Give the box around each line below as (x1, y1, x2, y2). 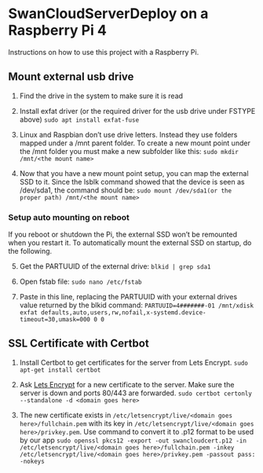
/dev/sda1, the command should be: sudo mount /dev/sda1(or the (19, 185, 232, 195)
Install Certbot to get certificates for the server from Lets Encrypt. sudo (19, 357, 249, 367)
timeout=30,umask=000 (19, 316, 90, 324)
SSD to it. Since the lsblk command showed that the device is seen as (19, 177, 245, 186)
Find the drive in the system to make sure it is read (19, 91, 183, 101)
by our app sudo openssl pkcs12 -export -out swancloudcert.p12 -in (19, 435, 247, 445)
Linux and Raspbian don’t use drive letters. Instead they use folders (19, 130, 238, 139)
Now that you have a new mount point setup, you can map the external (19, 168, 249, 178)
